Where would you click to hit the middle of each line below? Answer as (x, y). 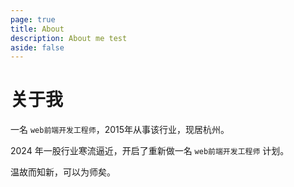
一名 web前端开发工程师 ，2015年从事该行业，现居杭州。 (120, 130)
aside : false (37, 47)
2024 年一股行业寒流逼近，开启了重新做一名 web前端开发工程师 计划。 (150, 151)
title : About (37, 29)
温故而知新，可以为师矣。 (63, 172)
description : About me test (69, 38)
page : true (33, 19)
